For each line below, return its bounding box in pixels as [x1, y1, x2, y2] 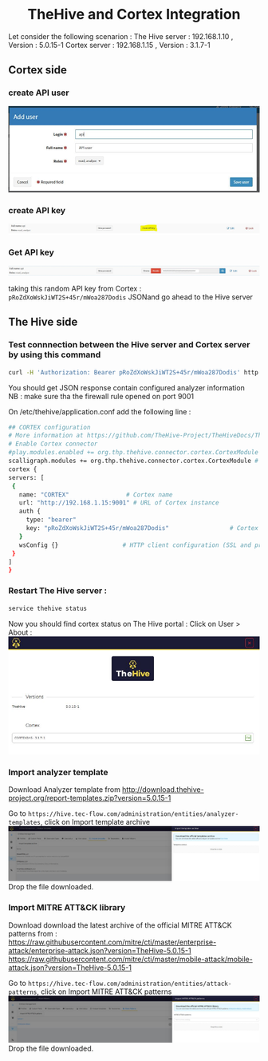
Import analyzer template [8, 766, 108, 778]
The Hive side [8, 315, 78, 329]
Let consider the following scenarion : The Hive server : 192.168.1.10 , [8, 31, 234, 41]
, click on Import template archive [40, 817, 150, 826]
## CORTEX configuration [8, 423, 91, 431]
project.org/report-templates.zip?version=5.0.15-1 [8, 793, 171, 802]
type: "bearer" [26, 516, 77, 524]
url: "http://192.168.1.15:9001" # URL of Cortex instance [18, 499, 219, 507]
